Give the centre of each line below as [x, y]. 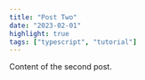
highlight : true [39, 33]
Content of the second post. [61, 67]
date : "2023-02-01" [45, 25]
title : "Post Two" [43, 17]
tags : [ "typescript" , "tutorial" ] [73, 42]
